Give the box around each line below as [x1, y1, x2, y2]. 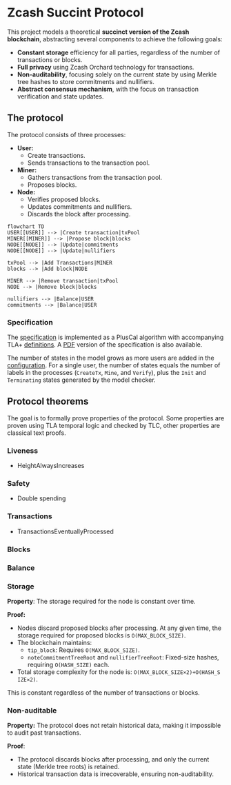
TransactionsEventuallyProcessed [17, 527, 114, 536]
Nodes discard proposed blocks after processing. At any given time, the [17, 624, 222, 632]
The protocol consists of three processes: [7, 130, 126, 139]
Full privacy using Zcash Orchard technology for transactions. [17, 63, 194, 71]
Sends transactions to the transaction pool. [27, 159, 150, 167]
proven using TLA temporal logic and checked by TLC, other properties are [7, 421, 221, 429]
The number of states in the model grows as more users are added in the [7, 354, 215, 363]
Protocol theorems [7, 396, 89, 407]
